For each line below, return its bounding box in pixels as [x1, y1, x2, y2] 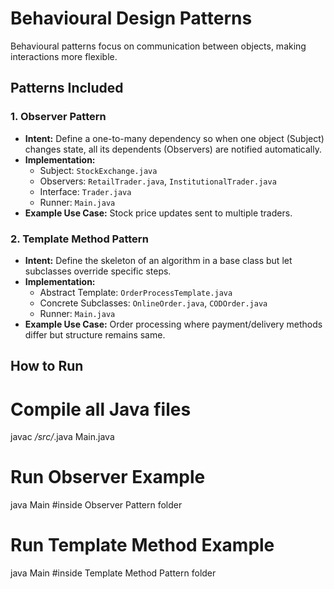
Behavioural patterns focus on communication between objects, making [10, 40, 307, 52]
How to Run [10, 358, 84, 375]
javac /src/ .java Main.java [10, 431, 115, 443]
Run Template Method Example [10, 534, 275, 557]
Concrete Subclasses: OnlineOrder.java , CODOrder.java [39, 297, 268, 309]
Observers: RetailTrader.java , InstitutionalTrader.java [39, 175, 277, 187]
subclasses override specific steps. [24, 265, 172, 277]
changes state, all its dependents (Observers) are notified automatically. [24, 143, 322, 155]
